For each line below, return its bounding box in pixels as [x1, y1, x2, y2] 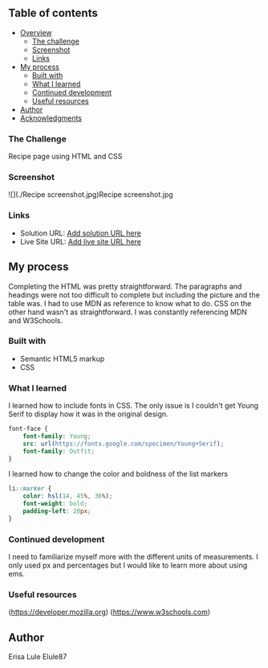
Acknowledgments [19, 113, 83, 123]
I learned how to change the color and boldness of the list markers [8, 469, 229, 479]
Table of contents [8, 6, 98, 20]
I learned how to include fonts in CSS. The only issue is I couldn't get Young [8, 401, 259, 411]
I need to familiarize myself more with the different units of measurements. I [8, 552, 258, 562]
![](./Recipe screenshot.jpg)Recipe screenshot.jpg [8, 190, 174, 199]
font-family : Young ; [22, 432, 91, 441]
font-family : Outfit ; [22, 447, 95, 455]
